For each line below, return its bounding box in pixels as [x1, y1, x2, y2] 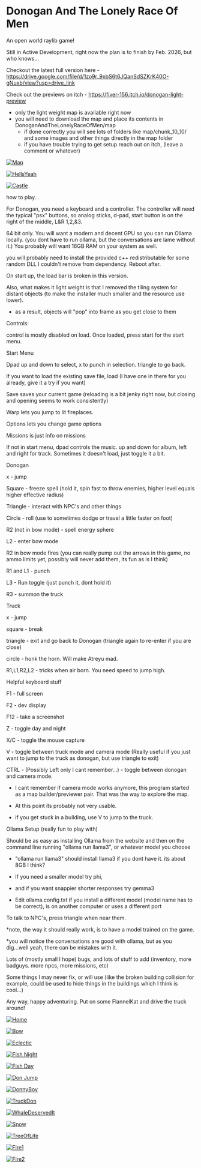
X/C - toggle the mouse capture [6, 736, 85, 744]
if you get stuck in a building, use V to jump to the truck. [14, 813, 154, 820]
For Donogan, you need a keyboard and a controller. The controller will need [6, 205, 195, 212]
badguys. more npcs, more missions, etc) [6, 962, 109, 969]
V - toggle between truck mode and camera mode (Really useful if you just [6, 748, 191, 755]
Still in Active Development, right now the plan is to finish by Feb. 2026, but [6, 48, 192, 55]
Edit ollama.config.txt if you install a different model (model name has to [14, 896, 193, 903]
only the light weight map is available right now [14, 109, 131, 116]
